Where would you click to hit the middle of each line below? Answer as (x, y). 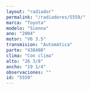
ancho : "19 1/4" (26, 67)
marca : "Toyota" (26, 22)
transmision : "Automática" (39, 45)
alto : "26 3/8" (25, 61)
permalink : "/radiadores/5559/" (46, 17)
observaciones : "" (29, 72)
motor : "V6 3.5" (26, 39)
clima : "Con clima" (30, 56)
